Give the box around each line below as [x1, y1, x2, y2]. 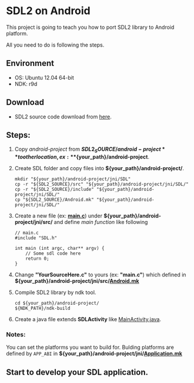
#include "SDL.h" [14, 235, 58, 241]
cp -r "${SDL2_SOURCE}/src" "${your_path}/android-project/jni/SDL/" [14, 181, 189, 187]
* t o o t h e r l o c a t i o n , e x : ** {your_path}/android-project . [14, 153, 150, 160]
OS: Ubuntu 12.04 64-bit [14, 74, 75, 81]
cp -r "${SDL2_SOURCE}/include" [14, 187, 94, 193]
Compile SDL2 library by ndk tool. [14, 289, 96, 296]
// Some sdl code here [25, 250, 81, 257]
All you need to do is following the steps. [6, 41, 105, 48]
